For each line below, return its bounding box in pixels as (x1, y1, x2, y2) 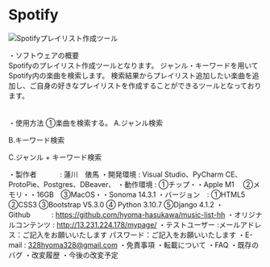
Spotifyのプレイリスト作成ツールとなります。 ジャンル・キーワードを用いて (8, 60, 259, 70)
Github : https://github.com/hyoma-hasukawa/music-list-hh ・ (8, 210, 235, 219)
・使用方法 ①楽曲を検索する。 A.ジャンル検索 (8, 118, 164, 127)
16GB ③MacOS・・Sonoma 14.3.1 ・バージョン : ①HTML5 (35, 190, 246, 199)
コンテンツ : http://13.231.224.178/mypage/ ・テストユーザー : (15, 219, 220, 229)
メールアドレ (218, 219, 262, 229)
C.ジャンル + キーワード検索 (8, 152, 102, 162)
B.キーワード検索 (8, 135, 65, 144)
